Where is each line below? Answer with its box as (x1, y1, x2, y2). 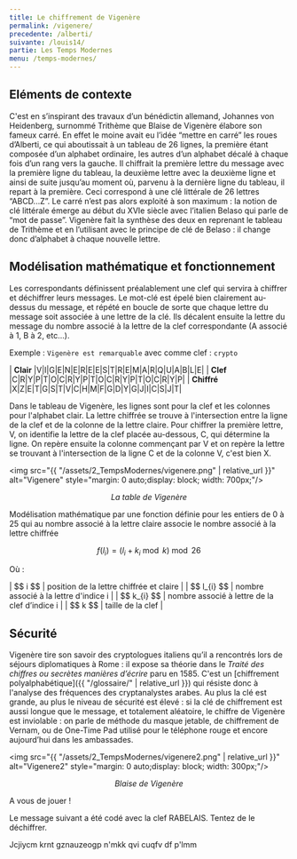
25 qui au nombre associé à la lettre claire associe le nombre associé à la (9, 518, 277, 529)
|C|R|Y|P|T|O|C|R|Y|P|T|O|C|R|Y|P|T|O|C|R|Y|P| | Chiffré (9, 374, 219, 385)
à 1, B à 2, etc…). (9, 330, 70, 340)
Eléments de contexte (9, 87, 133, 102)
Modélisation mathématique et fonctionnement (9, 259, 276, 274)
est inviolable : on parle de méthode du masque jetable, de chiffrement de (9, 716, 279, 727)
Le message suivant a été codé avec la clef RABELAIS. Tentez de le (9, 813, 255, 823)
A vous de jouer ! (9, 796, 72, 807)
